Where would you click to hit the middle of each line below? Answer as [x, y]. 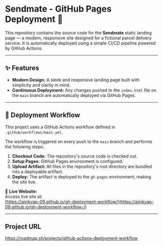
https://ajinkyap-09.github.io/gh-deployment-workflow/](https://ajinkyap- [80, 202]
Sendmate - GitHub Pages [58, 9]
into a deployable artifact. [38, 172]
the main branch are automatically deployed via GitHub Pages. [74, 95]
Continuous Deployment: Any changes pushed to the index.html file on [84, 90]
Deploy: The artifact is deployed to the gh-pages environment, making [81, 176]
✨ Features [22, 68]
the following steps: [25, 146]
